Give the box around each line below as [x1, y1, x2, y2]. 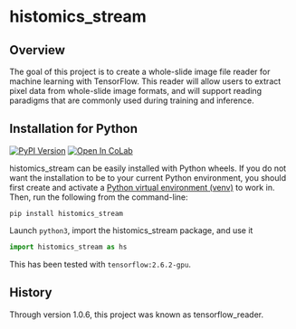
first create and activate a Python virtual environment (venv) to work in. [9, 182, 275, 193]
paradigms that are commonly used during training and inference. [9, 95, 255, 106]
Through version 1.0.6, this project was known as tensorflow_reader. [9, 309, 264, 320]
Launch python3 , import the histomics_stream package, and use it [9, 224, 253, 236]
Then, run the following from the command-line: [9, 192, 188, 202]
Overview [9, 42, 66, 58]
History [9, 285, 53, 300]
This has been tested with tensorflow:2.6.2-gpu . [9, 258, 192, 269]
